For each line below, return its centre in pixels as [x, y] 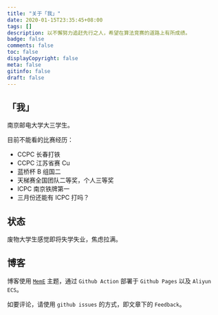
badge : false [26, 39]
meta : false [24, 65]
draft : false [26, 78]
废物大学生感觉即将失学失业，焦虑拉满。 [64, 239]
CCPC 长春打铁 [39, 154]
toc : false [23, 52]
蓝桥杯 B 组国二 [39, 172]
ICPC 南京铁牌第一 [43, 189]
